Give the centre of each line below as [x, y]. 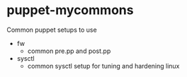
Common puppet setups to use [52, 30]
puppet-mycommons [70, 10]
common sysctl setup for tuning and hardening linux [103, 66]
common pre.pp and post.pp [69, 51]
